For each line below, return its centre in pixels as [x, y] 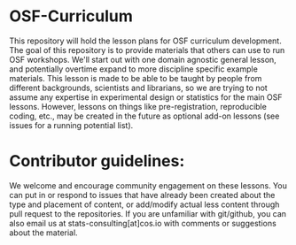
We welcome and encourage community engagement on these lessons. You [148, 185]
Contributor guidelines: [97, 161]
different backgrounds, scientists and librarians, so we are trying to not [138, 88]
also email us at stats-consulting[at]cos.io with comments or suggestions [143, 223]
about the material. [43, 233]
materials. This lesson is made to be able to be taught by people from [136, 78]
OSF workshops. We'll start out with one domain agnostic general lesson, [143, 59]
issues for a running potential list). [71, 125]
